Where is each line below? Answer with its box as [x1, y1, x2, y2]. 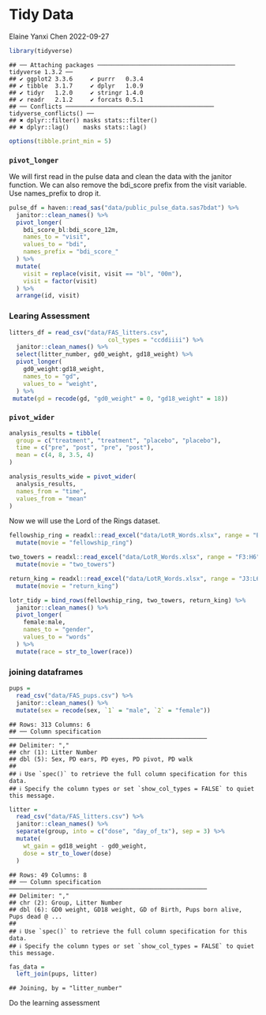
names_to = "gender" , [23, 626, 94, 634]
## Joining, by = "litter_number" [9, 984, 123, 992]
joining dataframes [9, 666, 84, 677]
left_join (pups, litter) [16, 970, 98, 978]
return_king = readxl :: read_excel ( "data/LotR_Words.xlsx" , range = [9, 575, 236, 582]
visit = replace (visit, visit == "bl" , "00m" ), [23, 270, 182, 278]
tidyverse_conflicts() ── [9, 109, 94, 118]
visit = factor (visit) [23, 277, 98, 285]
